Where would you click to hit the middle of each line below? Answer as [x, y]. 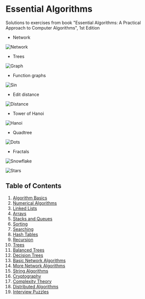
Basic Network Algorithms [39, 260]
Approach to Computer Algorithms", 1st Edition [53, 27]
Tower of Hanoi [28, 113]
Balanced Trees [29, 250]
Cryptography [27, 276]
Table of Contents [34, 186]
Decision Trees [28, 255]
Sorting [20, 224]
